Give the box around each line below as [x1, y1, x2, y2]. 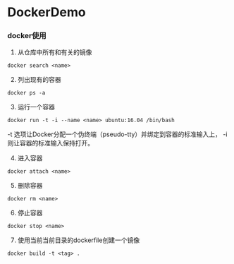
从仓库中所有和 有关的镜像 [17, 48, 92, 56]
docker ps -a [7, 90, 46, 97]
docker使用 [7, 31, 47, 41]
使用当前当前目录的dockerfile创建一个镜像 [17, 236, 140, 244]
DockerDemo [7, 4, 86, 20]
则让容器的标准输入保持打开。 [7, 139, 94, 148]
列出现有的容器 [17, 76, 61, 84]
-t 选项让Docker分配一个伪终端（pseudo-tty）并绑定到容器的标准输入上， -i [7, 130, 228, 138]
